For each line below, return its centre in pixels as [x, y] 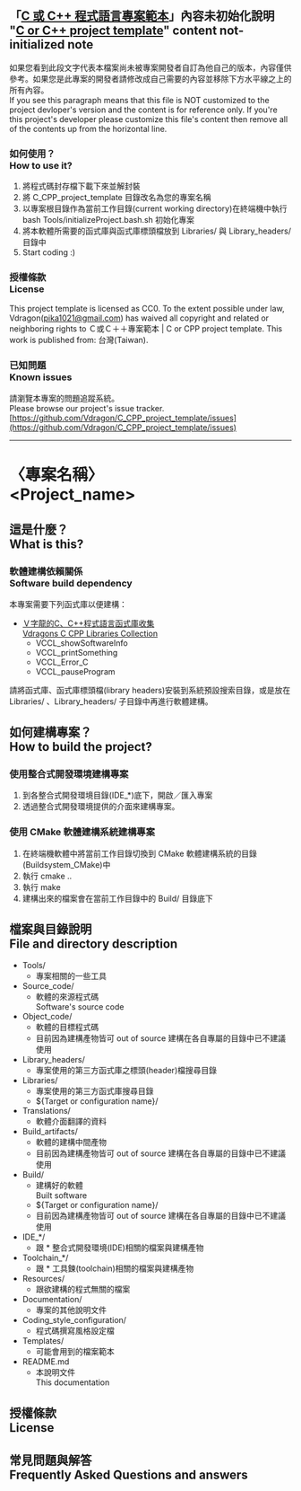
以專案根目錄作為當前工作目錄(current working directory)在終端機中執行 [155, 208]
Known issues [41, 377]
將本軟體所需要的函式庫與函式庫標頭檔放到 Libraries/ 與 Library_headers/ [157, 231]
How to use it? [41, 165]
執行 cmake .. [47, 876]
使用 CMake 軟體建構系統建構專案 [82, 832]
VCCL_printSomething [77, 652]
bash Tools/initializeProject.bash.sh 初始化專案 [108, 220]
